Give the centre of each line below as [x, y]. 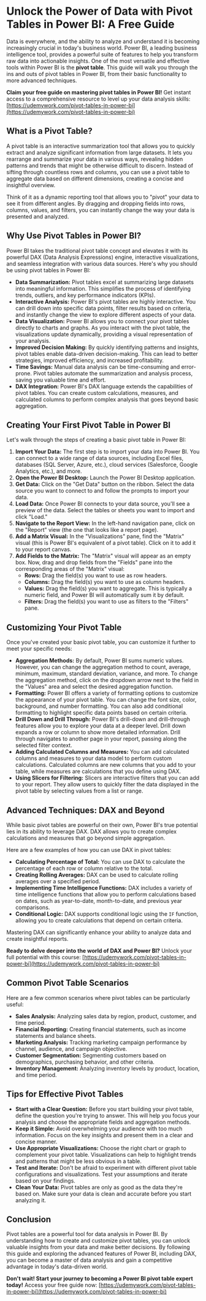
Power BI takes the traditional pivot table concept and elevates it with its [97, 250]
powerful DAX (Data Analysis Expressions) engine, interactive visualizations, [103, 257]
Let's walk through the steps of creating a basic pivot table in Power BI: [96, 440]
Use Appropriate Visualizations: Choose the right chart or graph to [101, 1148]
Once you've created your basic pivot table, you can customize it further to [101, 642]
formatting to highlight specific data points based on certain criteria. [101, 713]
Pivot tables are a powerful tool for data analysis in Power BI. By [87, 1234]
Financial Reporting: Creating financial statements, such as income [101, 1029]
